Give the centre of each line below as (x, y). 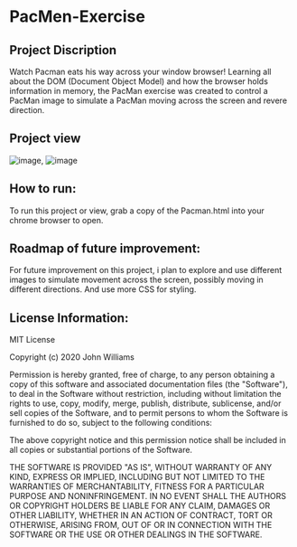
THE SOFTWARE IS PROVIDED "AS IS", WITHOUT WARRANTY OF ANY (141, 467)
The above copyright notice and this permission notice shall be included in (148, 440)
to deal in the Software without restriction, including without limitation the (145, 394)
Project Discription (63, 50)
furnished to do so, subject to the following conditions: (111, 423)
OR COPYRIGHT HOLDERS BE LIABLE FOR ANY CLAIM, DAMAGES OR (140, 506)
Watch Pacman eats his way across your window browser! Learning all (140, 71)
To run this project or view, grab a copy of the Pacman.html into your (137, 211)
